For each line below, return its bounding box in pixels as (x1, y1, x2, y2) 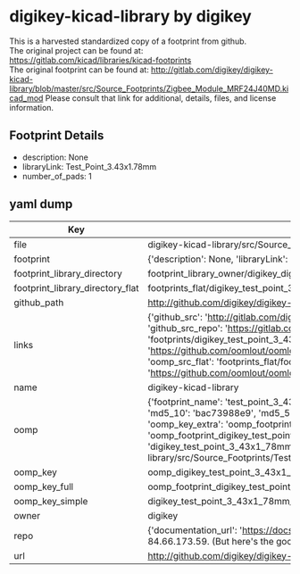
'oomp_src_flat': (146, 355, 214, 368)
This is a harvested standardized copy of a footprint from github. (9, 36, 247, 46)
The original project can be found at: (9, 45, 144, 55)
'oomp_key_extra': (146, 418, 224, 430)
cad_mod (9, 92, 44, 104)
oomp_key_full (13, 480, 74, 493)
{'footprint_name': (146, 395, 223, 408)
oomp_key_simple (13, 495, 88, 507)
